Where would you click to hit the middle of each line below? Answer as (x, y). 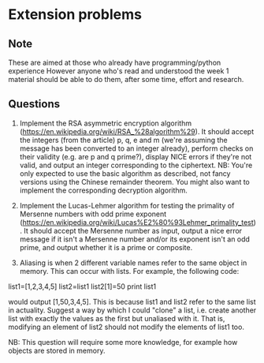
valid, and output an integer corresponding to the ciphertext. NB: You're (136, 165)
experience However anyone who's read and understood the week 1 (119, 71)
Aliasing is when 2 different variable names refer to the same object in (133, 263)
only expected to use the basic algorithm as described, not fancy (125, 173)
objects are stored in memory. (57, 350)
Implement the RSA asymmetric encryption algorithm (105, 123)
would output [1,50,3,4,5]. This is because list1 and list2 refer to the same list (132, 301)
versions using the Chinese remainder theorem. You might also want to (135, 181)
